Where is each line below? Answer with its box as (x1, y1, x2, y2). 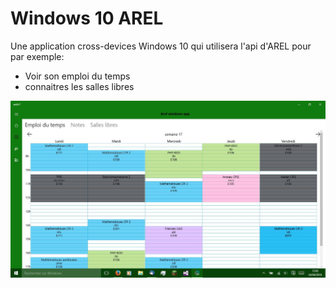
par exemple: (10, 50, 65, 62)
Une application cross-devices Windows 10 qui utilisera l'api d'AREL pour (10, 40, 312, 52)
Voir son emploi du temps (24, 70, 131, 82)
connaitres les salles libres (24, 80, 135, 92)
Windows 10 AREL (10, 7, 164, 30)
